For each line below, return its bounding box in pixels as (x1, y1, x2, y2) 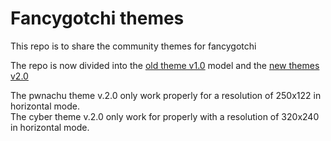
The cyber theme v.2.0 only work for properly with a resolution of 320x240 (10, 110, 320, 122)
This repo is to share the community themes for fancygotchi (10, 40, 257, 52)
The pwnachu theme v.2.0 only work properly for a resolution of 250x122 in (10, 89, 322, 101)
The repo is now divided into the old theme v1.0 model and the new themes (10, 59, 320, 71)
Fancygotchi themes (10, 7, 185, 30)
